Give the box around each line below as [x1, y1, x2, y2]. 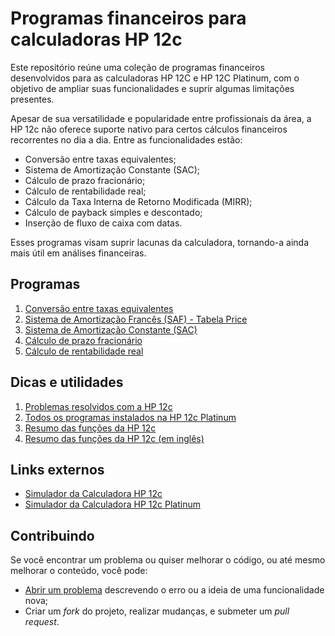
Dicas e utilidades [10, 374, 124, 391]
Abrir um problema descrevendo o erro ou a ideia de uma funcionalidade [24, 584, 325, 596]
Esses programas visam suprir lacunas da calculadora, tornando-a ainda [10, 236, 310, 248]
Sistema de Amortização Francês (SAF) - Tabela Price [24, 313, 248, 325]
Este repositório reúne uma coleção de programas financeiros [10, 61, 265, 73]
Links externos [10, 461, 105, 478]
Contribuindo [10, 527, 95, 544]
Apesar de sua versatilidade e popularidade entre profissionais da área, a [10, 112, 312, 124]
